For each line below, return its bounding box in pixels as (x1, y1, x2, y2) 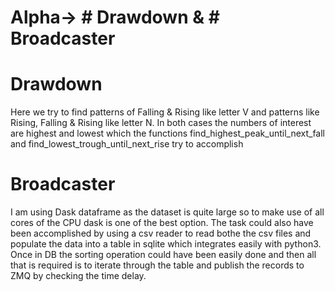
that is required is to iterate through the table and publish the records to (10, 259, 305, 271)
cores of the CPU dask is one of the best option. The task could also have (10, 217, 314, 229)
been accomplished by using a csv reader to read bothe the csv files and (10, 227, 312, 240)
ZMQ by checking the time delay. (10, 270, 147, 282)
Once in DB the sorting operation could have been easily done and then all (10, 249, 317, 261)
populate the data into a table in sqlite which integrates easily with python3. (10, 238, 322, 250)
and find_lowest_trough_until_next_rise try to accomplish (10, 138, 244, 150)
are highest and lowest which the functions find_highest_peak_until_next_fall (10, 127, 326, 140)
